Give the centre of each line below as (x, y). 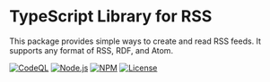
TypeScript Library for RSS (111, 16)
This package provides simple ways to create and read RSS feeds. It (135, 41)
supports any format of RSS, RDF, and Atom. (91, 50)
